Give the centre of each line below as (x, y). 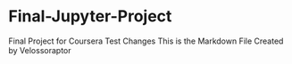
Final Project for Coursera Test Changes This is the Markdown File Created (146, 41)
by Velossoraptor (40, 50)
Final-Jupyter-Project (90, 16)
